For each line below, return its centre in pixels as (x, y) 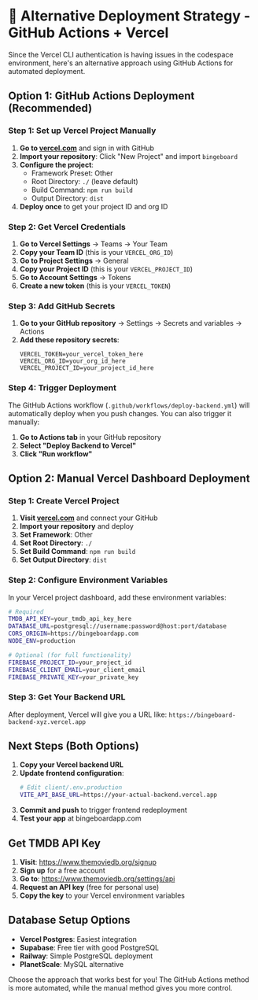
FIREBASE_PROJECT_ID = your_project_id (70, 662)
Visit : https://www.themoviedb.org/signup (88, 862)
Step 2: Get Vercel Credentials (67, 227)
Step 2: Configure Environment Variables (88, 580)
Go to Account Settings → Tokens (75, 277)
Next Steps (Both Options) (74, 746)
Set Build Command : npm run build (77, 552)
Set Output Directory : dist (63, 560)
